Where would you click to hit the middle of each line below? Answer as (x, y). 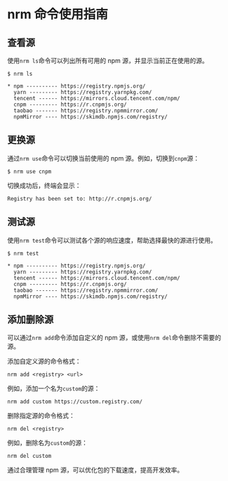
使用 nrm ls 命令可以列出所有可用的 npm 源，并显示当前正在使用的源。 (108, 61)
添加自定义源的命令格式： (44, 361)
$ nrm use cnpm (29, 171)
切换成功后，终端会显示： (44, 185)
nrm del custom (29, 456)
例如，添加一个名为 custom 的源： (54, 388)
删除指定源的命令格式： (41, 416)
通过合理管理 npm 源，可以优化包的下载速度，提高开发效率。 (95, 470)
